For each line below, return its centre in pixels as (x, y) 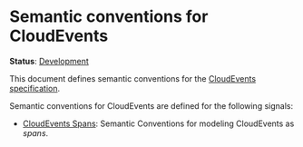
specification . (35, 88)
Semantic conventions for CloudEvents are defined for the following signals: (151, 105)
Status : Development (49, 61)
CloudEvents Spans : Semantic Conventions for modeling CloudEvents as (158, 123)
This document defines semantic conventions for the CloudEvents (133, 78)
